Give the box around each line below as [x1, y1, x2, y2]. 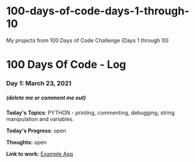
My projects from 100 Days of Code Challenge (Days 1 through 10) [6, 37, 169, 44]
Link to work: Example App [6, 150, 74, 158]
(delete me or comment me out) [6, 94, 86, 101]
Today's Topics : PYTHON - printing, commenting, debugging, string [6, 109, 175, 116]
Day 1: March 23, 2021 [6, 79, 72, 87]
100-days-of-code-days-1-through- [6, 4, 190, 18]
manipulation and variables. [6, 116, 74, 123]
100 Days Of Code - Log [6, 58, 127, 71]
